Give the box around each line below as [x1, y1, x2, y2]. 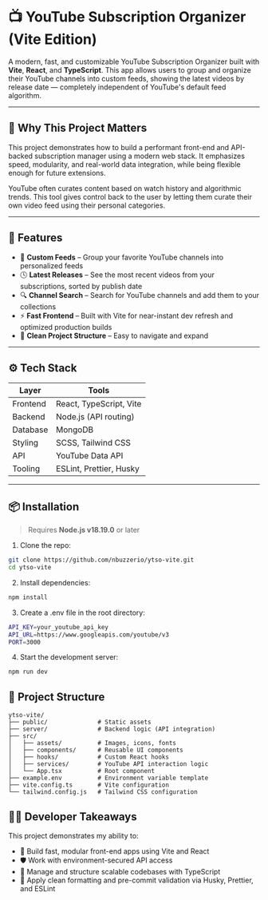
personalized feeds [19, 260, 84, 270]
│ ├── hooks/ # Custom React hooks [8, 753, 170, 761]
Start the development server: [19, 652, 119, 662]
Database [12, 424, 49, 435]
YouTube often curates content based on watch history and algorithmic [8, 183, 242, 193]
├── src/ [8, 732, 37, 740]
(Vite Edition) [8, 30, 97, 49]
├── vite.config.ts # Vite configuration [8, 781, 170, 789]
